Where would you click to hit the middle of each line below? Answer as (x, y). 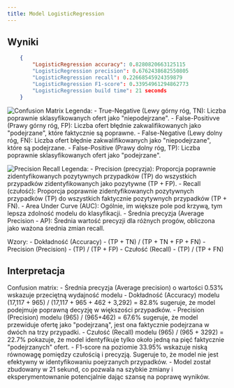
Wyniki (23, 42)
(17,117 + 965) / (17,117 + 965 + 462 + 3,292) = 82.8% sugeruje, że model (111, 303)
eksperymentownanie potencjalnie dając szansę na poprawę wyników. (109, 377)
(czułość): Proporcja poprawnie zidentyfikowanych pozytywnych (101, 191)
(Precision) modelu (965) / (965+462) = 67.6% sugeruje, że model (103, 317)
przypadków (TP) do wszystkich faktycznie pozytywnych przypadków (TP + (117, 198)
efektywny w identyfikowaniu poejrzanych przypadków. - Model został (109, 362)
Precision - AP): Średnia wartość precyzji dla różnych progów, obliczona (111, 220)
